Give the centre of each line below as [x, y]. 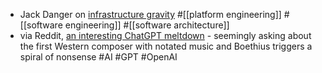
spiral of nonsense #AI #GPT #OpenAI [98, 57]
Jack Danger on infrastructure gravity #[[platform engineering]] [150, 14]
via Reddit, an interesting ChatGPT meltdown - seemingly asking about [165, 35]
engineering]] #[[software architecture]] [147, 25]
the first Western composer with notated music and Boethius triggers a [166, 46]
